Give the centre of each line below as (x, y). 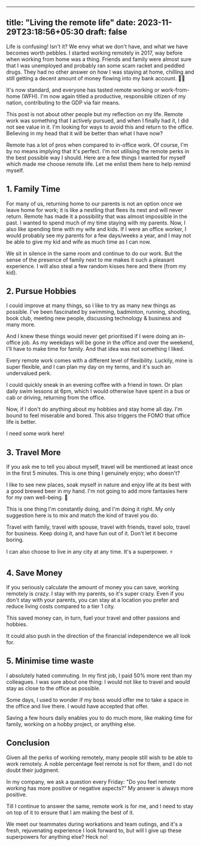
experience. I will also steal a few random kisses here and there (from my (96, 266)
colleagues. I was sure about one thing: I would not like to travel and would (98, 682)
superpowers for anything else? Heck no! (57, 836)
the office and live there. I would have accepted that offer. (77, 706)
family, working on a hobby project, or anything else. (71, 724)
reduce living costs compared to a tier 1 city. (61, 607)
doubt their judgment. (33, 770)
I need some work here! (35, 433)
